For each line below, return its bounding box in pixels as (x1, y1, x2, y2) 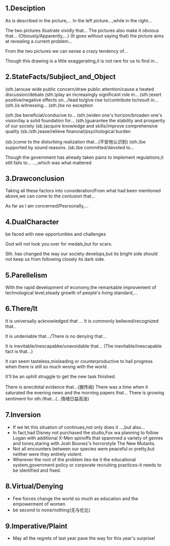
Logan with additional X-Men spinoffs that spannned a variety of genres (12, 435, 163, 441)
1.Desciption (5, 4, 46, 13)
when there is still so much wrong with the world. (5, 363, 108, 369)
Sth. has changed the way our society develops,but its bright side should (5, 251, 158, 257)
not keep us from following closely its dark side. (5, 256, 106, 262)
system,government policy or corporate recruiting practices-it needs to (12, 462, 161, 468)
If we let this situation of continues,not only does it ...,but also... (12, 424, 146, 430)
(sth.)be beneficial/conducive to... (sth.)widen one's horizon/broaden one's (5, 112, 162, 118)
